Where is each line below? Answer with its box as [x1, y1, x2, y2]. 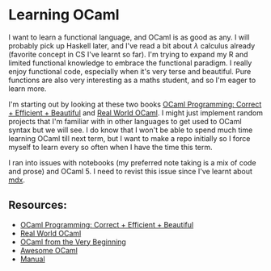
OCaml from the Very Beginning [19, 236, 127, 247]
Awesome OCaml [19, 245, 78, 255]
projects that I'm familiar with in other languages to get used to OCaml [8, 116, 242, 126]
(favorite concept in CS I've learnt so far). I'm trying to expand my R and [8, 49, 248, 59]
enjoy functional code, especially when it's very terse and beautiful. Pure [8, 66, 252, 76]
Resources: [8, 198, 67, 212]
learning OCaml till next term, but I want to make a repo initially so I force [8, 133, 251, 143]
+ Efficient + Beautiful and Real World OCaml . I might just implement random [8, 107, 263, 118]
